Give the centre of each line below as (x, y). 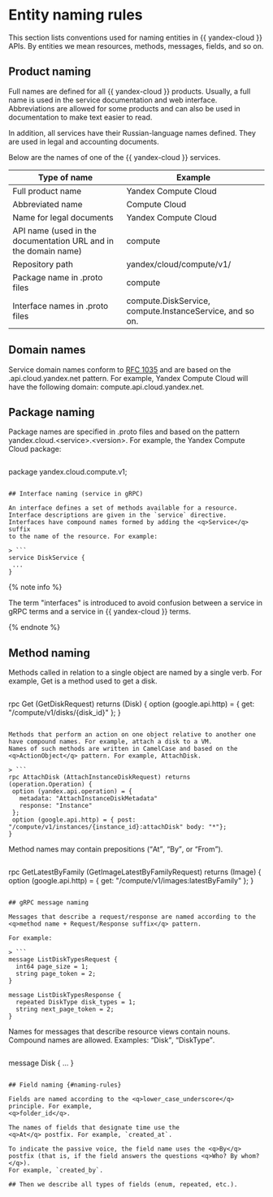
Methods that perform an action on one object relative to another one (132, 735)
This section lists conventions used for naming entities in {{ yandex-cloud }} (135, 37)
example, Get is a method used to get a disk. (83, 681)
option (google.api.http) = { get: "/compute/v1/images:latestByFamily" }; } (131, 881)
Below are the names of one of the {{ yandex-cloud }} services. (115, 157)
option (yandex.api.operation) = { (72, 791)
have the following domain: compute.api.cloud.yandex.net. (106, 387)
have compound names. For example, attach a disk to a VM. (110, 742)
